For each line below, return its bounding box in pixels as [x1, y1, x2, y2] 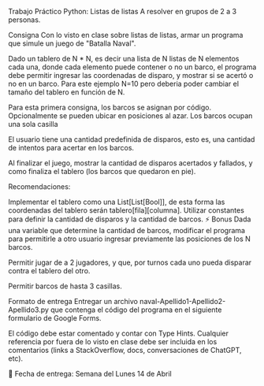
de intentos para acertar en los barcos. [8, 143, 135, 152]
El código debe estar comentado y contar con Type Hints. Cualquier [8, 328, 229, 338]
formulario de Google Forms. [8, 314, 102, 322]
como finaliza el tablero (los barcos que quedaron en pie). [8, 167, 196, 176]
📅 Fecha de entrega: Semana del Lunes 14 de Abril [8, 369, 172, 378]
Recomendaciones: [8, 182, 71, 191]
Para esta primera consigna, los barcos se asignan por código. [8, 102, 211, 112]
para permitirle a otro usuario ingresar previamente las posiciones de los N [8, 234, 251, 243]
